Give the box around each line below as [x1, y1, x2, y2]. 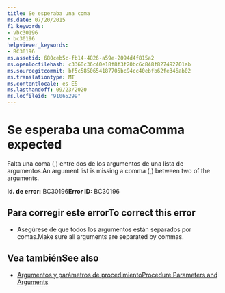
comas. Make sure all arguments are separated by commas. [16, 232, 185, 240]
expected [7, 137, 62, 153]
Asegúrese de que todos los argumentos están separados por [16, 225, 192, 233]
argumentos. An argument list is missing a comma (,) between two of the [7, 166, 211, 175]
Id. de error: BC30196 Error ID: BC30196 [7, 187, 120, 195]
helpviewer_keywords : [7, 42, 69, 49]
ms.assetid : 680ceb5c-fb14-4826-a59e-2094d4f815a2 [7, 55, 155, 62]
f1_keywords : [7, 23, 44, 29]
